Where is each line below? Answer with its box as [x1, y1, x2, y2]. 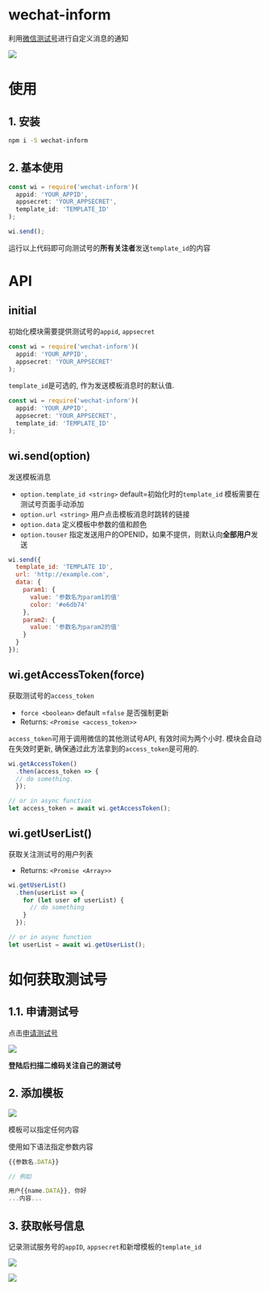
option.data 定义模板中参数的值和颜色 [19, 519, 147, 529]
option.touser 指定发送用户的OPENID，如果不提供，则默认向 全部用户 [19, 529, 251, 539]
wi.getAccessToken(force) [8, 668, 145, 682]
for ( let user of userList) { [23, 896, 125, 904]
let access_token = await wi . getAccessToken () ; [8, 804, 172, 813]
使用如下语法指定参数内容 [8, 1141, 93, 1151]
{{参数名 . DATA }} [8, 1157, 60, 1166]
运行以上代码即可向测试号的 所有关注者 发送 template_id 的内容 [8, 242, 211, 252]
